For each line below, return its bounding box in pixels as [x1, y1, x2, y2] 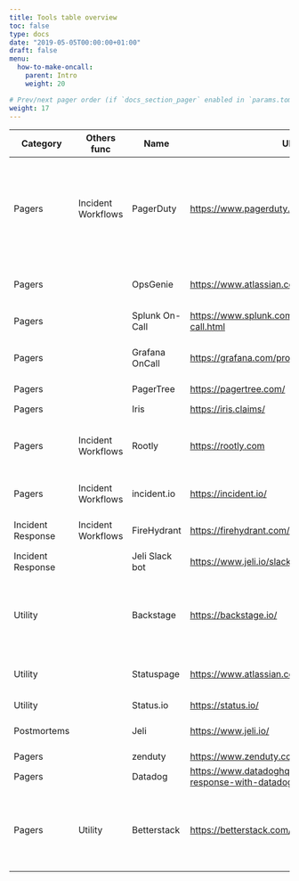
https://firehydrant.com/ [190, 525, 291, 537]
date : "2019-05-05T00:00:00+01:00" [9, 37, 141, 47]
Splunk [132, 309, 162, 322]
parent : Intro [25, 71, 77, 80]
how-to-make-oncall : [17, 63, 93, 72]
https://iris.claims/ [190, 403, 265, 415]
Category [20, 137, 62, 150]
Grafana [132, 347, 166, 359]
